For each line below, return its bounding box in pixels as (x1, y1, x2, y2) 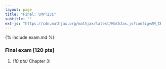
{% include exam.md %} (5, 34, 55, 40)
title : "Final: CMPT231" (5, 12, 56, 17)
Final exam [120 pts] (5, 47, 55, 54)
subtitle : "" (5, 16, 32, 21)
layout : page (5, 7, 32, 12)
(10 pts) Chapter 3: (12, 58, 51, 64)
